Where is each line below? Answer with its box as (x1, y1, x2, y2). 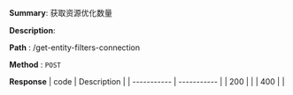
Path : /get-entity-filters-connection (9, 42, 140, 53)
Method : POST (9, 60, 62, 69)
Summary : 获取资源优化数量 (9, 8, 112, 18)
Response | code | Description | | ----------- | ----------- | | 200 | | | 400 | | (9, 77, 285, 86)
